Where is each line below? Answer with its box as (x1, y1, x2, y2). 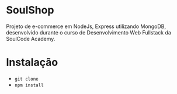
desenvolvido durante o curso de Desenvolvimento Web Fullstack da (6, 29, 171, 36)
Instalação (6, 56, 58, 69)
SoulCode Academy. (6, 35, 55, 42)
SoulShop (6, 4, 54, 17)
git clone (14, 76, 39, 82)
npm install (14, 82, 44, 88)
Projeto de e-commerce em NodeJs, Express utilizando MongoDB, (6, 23, 166, 30)
